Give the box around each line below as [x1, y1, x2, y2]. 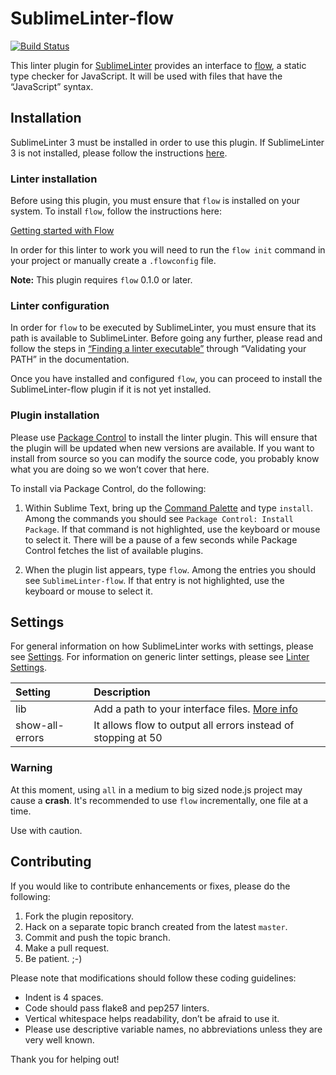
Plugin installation [10, 408, 100, 422]
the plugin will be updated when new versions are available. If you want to [10, 442, 315, 454]
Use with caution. [10, 824, 83, 836]
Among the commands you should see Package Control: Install [24, 512, 294, 524]
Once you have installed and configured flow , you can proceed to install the [10, 373, 323, 385]
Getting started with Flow [10, 225, 115, 237]
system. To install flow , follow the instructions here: [10, 205, 222, 217]
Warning [10, 761, 53, 775]
